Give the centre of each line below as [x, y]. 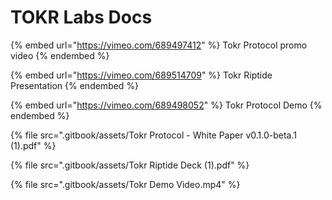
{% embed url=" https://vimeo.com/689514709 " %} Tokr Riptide [141, 75]
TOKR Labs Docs [81, 17]
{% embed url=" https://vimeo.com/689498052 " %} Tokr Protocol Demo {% [166, 105]
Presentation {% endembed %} [75, 85]
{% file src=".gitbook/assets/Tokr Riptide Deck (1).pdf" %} [130, 165]
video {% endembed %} [60, 55]
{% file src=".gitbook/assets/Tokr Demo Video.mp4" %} [125, 184]
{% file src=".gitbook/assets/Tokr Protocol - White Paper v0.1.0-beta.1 [154, 135]
